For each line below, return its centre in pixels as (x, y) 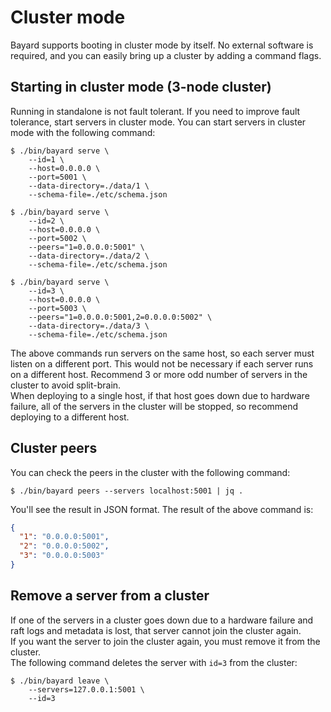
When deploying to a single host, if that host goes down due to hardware (160, 395)
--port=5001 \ (57, 177)
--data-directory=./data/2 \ (89, 256)
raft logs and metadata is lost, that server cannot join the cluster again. (156, 630)
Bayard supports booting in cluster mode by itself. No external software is (162, 45)
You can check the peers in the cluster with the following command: (150, 472)
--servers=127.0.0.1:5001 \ (86, 689)
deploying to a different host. (70, 417)
